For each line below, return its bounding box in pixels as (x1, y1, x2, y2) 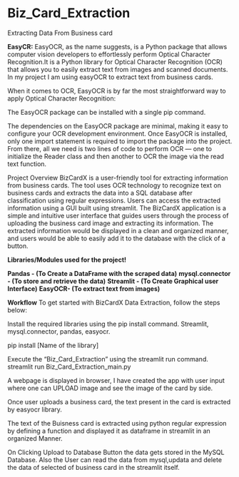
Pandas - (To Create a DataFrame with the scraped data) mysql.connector (7, 269, 231, 277)
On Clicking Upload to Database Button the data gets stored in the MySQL (7, 448, 225, 456)
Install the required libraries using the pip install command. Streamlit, (7, 319, 209, 328)
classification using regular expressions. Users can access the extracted (7, 196, 221, 205)
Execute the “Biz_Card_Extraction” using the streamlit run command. (7, 354, 208, 363)
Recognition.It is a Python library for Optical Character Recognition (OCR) (7, 57, 223, 66)
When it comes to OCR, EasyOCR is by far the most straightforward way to (7, 86, 226, 95)
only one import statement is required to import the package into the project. (7, 137, 233, 145)
